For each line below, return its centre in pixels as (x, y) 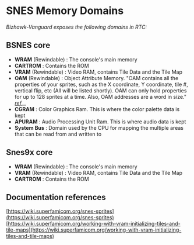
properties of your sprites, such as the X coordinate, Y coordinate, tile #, (101, 84)
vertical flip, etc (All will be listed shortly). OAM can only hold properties (100, 90)
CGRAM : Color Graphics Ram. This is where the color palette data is (97, 109)
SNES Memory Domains (65, 11)
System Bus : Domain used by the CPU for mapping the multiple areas (99, 127)
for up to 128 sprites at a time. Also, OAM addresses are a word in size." (100, 96)
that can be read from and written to (58, 134)
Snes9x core (29, 152)
